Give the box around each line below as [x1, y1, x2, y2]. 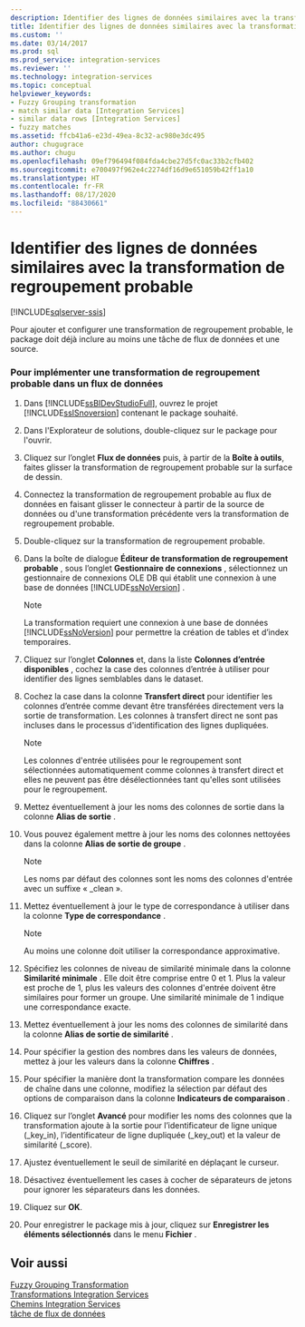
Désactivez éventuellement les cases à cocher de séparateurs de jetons [23, 1175, 292, 1186]
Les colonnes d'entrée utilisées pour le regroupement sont [23, 755, 243, 766]
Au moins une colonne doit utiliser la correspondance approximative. [23, 945, 281, 957]
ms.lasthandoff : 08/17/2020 [10, 190, 117, 200]
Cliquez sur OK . [23, 1202, 83, 1213]
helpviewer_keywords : [10, 89, 92, 98]
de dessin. [23, 472, 62, 483]
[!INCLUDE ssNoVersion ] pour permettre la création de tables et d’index [23, 627, 289, 638]
